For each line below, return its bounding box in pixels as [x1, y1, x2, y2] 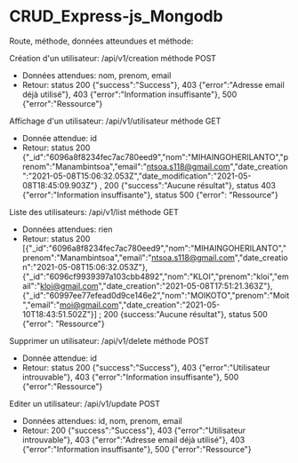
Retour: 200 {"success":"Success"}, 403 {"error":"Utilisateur [21, 425, 246, 435]
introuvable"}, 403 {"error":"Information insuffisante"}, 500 [21, 371, 239, 382]
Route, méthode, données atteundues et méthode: [9, 36, 194, 46]
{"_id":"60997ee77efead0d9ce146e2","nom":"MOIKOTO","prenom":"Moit [21, 290, 290, 300]
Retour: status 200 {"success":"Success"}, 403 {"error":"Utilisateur [21, 362, 270, 372]
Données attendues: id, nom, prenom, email [21, 415, 182, 426]
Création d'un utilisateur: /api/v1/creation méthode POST [9, 52, 216, 63]
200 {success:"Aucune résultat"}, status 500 [103, 308, 269, 319]
